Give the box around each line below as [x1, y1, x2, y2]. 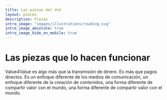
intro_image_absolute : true [5, 26, 64, 31]
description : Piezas [5, 16, 48, 21]
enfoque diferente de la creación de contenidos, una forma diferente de [5, 79, 153, 85]
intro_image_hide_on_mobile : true [5, 30, 77, 35]
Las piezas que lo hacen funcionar [5, 52, 150, 63]
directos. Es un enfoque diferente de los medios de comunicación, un [5, 73, 148, 80]
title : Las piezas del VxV [5, 7, 61, 12]
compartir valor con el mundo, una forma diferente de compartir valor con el [5, 84, 162, 90]
